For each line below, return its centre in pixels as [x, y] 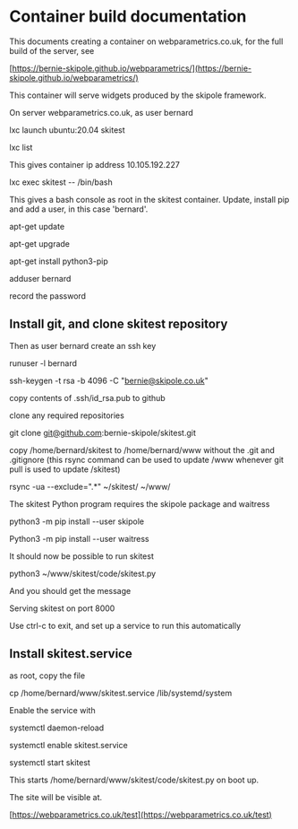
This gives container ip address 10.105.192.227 [95, 164]
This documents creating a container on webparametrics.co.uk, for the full [146, 41]
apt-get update [37, 226]
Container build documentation [128, 17]
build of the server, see [52, 50]
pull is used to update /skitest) [65, 469]
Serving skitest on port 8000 [62, 608]
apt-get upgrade [39, 243]
